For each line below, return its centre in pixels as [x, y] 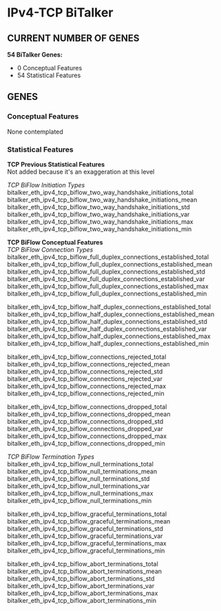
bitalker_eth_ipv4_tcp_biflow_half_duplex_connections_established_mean [111, 314]
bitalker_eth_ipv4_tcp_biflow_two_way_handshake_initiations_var [98, 214]
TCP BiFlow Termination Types [51, 457]
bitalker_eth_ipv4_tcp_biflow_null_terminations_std [78, 478]
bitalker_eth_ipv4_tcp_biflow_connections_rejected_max [87, 386]
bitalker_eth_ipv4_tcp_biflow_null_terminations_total [80, 464]
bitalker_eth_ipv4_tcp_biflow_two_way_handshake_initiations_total [101, 192]
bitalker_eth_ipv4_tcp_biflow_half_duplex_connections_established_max [109, 336]
